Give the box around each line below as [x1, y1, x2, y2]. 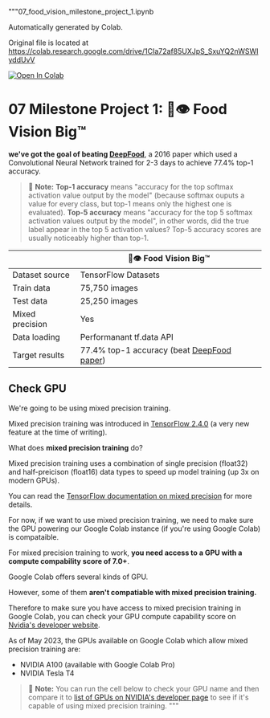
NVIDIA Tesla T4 [19, 668, 75, 678]
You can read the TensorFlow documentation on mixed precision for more [8, 491, 252, 500]
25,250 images [80, 295, 138, 306]
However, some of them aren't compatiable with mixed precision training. [8, 587, 257, 597]
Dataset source [12, 269, 70, 280]
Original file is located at [8, 38, 89, 47]
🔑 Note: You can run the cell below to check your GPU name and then [27, 683, 260, 693]
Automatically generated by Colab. [8, 22, 123, 31]
